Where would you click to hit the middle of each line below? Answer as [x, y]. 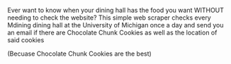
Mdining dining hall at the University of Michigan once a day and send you [115, 25]
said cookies [26, 40]
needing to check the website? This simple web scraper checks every [109, 18]
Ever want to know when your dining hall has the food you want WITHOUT [116, 10]
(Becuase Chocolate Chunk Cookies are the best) [80, 53]
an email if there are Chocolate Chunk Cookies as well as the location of [112, 32]
